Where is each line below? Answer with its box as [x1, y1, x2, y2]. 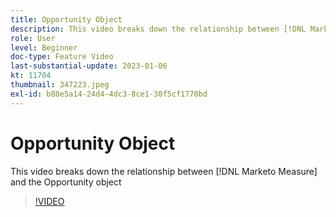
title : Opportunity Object [10, 14, 123, 25]
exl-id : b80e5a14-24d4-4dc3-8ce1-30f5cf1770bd [10, 89, 208, 99]
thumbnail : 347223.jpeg [10, 80, 110, 90]
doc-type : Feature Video [10, 52, 114, 62]
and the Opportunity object [10, 176, 122, 188]
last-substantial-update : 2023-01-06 [10, 61, 168, 71]
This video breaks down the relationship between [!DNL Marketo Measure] [10, 165, 318, 177]
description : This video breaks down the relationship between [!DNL [10, 24, 307, 34]
